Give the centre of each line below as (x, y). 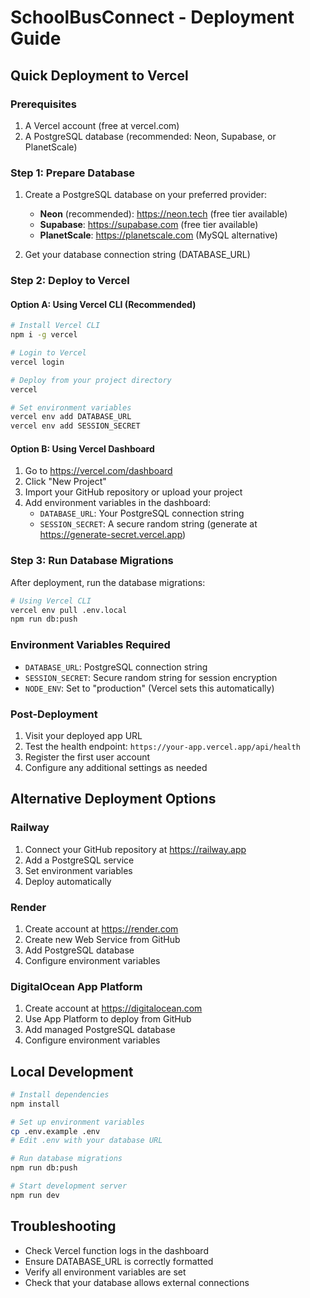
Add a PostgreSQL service (79, 860)
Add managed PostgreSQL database (100, 1030)
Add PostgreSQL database (79, 950)
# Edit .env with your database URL (86, 1141)
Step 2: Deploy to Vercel (70, 281)
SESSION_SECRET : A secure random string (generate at (148, 524)
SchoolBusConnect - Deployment (152, 17)
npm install (35, 1104)
